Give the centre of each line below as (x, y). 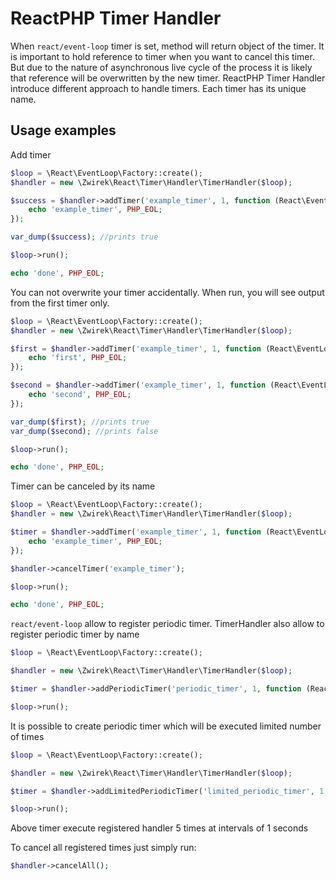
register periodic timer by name (75, 634)
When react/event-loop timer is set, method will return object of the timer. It (167, 46)
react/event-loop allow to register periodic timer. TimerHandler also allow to (167, 624)
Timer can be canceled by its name (83, 486)
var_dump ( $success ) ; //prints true (84, 237)
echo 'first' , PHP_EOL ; (78, 358)
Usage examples (63, 130)
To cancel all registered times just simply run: (103, 848)
